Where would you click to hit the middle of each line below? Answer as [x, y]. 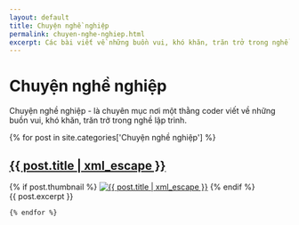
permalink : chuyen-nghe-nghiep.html [77, 34]
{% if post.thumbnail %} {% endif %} [132, 187]
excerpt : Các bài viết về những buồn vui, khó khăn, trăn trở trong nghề [149, 42]
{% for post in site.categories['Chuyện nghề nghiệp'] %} [113, 138]
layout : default [39, 17]
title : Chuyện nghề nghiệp [59, 26]
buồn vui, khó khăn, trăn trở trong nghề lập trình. [98, 120]
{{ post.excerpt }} [41, 196]
